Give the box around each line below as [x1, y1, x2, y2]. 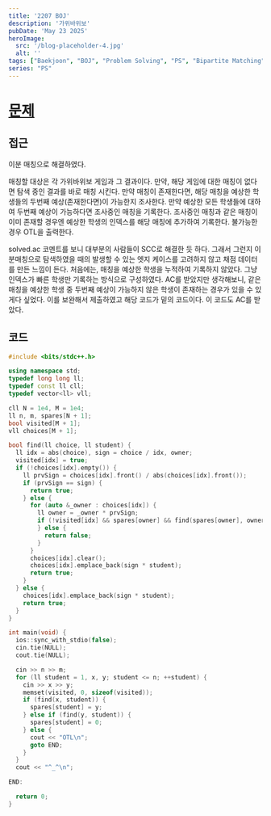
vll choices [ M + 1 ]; [8, 427, 78, 435]
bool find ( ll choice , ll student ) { [8, 441, 131, 449]
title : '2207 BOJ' [8, 11, 70, 20]
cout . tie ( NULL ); [15, 651, 70, 659]
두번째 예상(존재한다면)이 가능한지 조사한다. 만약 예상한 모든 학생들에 [29, 196, 246, 206]
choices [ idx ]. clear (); [29, 554, 106, 562]
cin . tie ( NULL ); [15, 644, 67, 652]
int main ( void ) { [8, 629, 67, 637]
